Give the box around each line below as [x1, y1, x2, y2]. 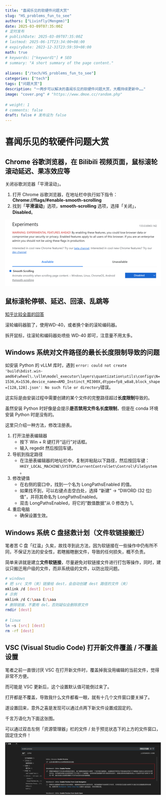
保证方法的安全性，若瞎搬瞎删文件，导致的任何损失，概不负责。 [18, 549, 148, 555]
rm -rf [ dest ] [5, 628, 35, 633]
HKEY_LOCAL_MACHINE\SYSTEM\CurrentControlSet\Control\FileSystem [19, 464, 157, 469]
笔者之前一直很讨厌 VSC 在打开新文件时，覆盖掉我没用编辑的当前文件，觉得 [5, 667, 160, 673]
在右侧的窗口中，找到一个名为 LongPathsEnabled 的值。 [19, 482, 134, 488]
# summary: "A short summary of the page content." [5, 60, 114, 66]
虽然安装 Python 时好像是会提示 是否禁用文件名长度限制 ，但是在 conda [5, 405, 149, 412]
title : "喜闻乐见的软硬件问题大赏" [5, 8, 70, 13]
